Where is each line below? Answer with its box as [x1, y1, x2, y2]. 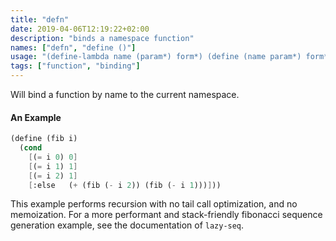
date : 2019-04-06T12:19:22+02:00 [10, 24, 150, 34]
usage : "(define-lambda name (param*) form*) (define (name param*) [10, 52, 302, 62]
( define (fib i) [10, 134, 78, 144]
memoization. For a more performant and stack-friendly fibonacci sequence [10, 209, 323, 221]
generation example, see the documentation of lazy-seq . [10, 219, 245, 231]
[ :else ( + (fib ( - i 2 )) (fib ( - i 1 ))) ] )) [28, 180, 222, 190]
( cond [19, 143, 43, 153]
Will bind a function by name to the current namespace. [10, 89, 240, 100]
